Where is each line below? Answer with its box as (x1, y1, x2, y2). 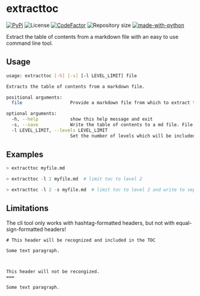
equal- (176, 219, 192, 226)
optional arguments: (6, 111, 58, 117)
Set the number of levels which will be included (70, 133, 196, 139)
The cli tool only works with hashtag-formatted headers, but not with (6, 219, 175, 226)
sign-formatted (6, 225, 43, 233)
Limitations (6, 203, 49, 213)
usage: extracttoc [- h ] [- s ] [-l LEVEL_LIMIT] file (6, 72, 137, 79)
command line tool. (6, 39, 54, 47)
